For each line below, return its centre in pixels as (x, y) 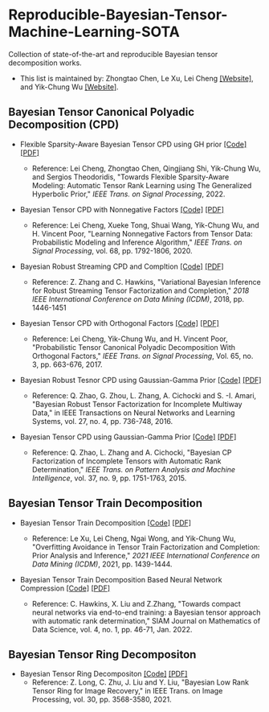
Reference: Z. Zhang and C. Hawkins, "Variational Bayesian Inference (146, 282)
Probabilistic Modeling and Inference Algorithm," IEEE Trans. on (137, 242)
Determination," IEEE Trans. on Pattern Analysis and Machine (133, 469)
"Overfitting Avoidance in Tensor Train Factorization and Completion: (146, 547)
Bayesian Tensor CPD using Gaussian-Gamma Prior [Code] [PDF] (128, 437)
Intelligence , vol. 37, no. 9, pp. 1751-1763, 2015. (109, 478)
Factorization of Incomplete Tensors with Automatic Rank (127, 461)
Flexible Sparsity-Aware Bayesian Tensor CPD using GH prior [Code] (133, 144)
